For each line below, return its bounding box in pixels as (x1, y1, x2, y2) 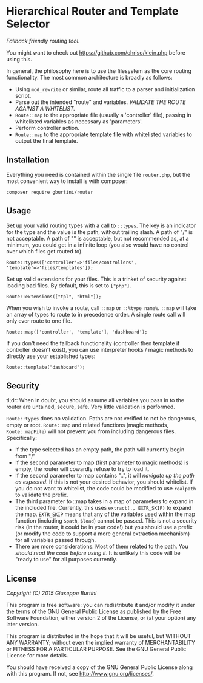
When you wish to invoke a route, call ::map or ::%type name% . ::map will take (6, 304, 197, 311)
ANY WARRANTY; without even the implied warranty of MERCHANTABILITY (6, 639, 196, 647)
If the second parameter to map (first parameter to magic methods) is (15, 459, 189, 466)
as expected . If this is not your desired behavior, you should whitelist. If (15, 478, 193, 486)
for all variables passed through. (15, 537, 96, 544)
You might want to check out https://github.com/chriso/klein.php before (6, 49, 186, 56)
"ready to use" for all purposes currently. (15, 556, 118, 563)
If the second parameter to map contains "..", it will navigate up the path (15, 472, 195, 479)
